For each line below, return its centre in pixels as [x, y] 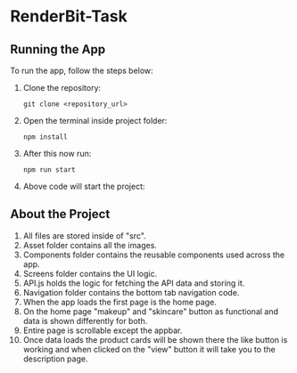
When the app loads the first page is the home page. [120, 302]
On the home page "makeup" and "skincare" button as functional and [151, 311]
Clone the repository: [62, 88]
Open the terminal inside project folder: [95, 121]
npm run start [49, 170]
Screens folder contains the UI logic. [90, 273]
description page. [55, 359]
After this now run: [57, 154]
